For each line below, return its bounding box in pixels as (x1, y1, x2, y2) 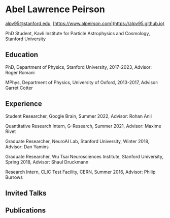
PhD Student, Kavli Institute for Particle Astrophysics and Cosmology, (5, 30, 150, 36)
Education (5, 50, 39, 59)
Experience (5, 99, 42, 108)
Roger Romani (5, 69, 35, 75)
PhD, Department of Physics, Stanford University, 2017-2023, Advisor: (5, 64, 152, 70)
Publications (5, 206, 46, 215)
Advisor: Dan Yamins (5, 144, 49, 150)
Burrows (5, 174, 23, 180)
